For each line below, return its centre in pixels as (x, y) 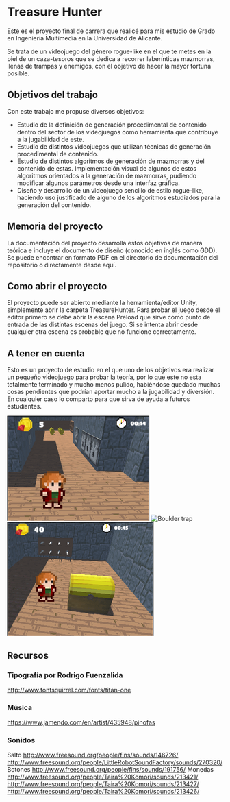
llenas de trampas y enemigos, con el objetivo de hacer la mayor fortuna (109, 66)
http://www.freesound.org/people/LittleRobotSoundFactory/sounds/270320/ (115, 762)
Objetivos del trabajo (52, 95)
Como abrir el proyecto (57, 286)
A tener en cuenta (46, 353)
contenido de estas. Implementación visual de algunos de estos (107, 168)
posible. (18, 73)
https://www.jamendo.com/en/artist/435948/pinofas (81, 722)
